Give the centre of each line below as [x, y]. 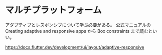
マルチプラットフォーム [53, 10]
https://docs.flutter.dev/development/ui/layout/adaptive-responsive [75, 47]
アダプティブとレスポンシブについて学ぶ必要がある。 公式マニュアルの [78, 25]
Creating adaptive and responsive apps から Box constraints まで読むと [79, 31]
